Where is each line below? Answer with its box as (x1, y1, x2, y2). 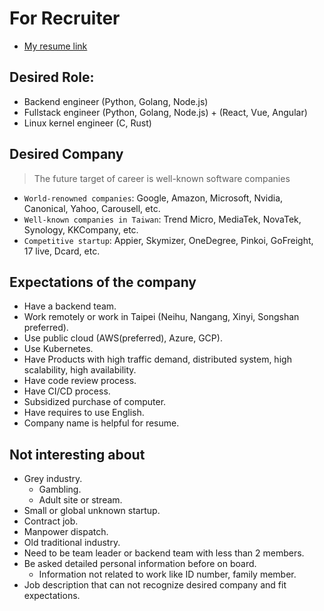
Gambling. (38, 483, 82, 496)
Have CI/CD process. (23, 385, 111, 397)
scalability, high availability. (23, 364, 137, 376)
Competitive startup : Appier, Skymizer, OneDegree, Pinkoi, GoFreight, (23, 234, 314, 246)
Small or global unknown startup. (23, 505, 161, 517)
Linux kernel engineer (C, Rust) (23, 117, 152, 129)
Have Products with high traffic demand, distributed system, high (23, 353, 292, 366)
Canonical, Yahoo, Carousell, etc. (23, 202, 161, 214)
